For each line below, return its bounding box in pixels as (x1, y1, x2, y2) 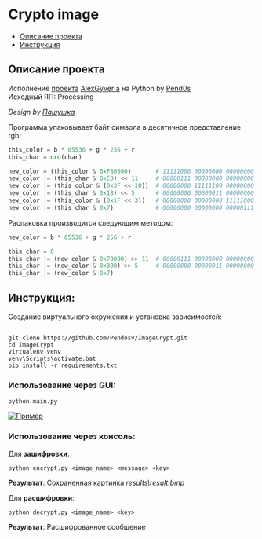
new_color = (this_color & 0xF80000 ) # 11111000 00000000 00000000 (8, 167, 255, 175)
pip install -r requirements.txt (8, 361, 118, 369)
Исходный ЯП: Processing (8, 92, 94, 101)
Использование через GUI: (8, 379, 116, 390)
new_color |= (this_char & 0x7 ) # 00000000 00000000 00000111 (8, 203, 255, 211)
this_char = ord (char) (8, 153, 82, 161)
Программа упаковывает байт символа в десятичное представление (8, 122, 242, 131)
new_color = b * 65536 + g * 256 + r (8, 233, 132, 241)
